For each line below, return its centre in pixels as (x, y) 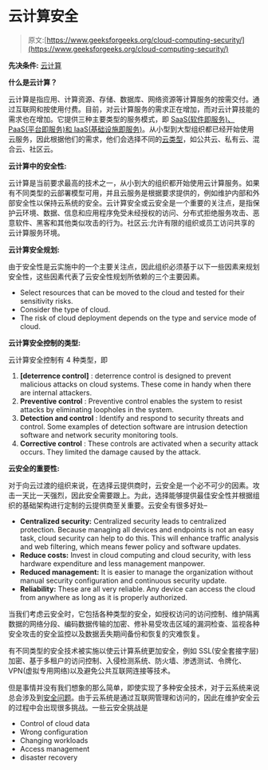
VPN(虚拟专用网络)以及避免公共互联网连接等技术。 (92, 670)
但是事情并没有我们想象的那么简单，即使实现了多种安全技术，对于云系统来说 (134, 687)
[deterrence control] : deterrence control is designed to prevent (125, 375)
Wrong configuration (54, 732)
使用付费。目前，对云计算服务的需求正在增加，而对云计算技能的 (155, 109)
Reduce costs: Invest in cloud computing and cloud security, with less (135, 555)
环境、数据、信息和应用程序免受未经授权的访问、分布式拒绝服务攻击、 (137, 213)
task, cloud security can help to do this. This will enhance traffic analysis (139, 538)
